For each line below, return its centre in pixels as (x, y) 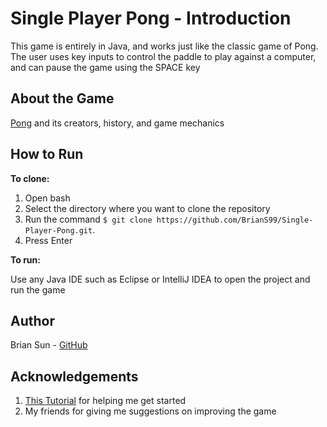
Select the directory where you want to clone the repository (147, 208)
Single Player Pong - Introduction (151, 18)
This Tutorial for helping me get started (105, 401)
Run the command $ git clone (88, 219)
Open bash (47, 198)
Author (32, 320)
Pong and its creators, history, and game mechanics (117, 123)
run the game (38, 289)
